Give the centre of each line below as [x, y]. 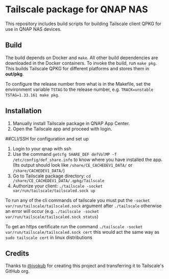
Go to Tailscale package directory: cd [52, 176]
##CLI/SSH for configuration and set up [47, 138]
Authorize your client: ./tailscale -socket [58, 186]
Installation [23, 111]
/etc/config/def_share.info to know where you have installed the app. [88, 160]
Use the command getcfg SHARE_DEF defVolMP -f [65, 154]
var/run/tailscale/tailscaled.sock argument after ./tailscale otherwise [83, 206]
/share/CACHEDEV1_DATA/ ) [39, 170]
